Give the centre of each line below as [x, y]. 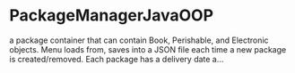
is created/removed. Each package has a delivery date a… [117, 59]
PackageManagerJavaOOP [111, 16]
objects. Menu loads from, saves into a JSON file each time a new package [148, 49]
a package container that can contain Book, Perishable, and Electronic [139, 40]
